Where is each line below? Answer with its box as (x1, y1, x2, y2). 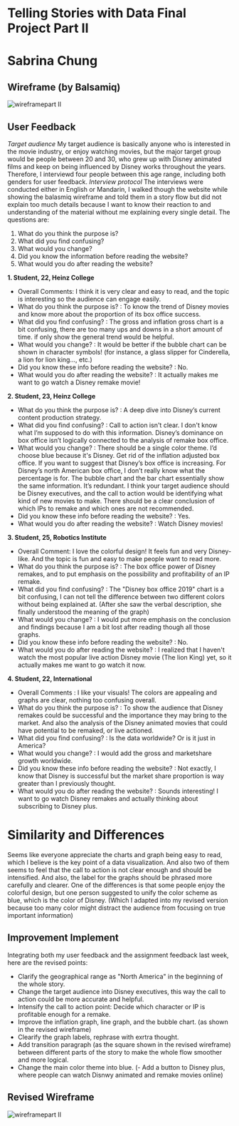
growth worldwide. (17, 757, 73, 764)
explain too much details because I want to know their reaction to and (7, 200, 211, 208)
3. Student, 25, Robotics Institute (7, 533, 107, 541)
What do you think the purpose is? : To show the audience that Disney (17, 704, 223, 712)
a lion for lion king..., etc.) (17, 355, 92, 364)
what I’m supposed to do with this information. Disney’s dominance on (17, 429, 224, 436)
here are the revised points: (7, 958, 88, 967)
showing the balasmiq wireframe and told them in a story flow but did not (7, 193, 222, 201)
